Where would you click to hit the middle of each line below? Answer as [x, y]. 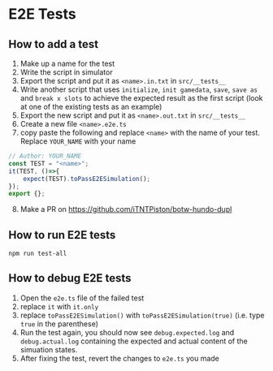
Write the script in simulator [66, 72]
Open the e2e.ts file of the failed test [82, 298]
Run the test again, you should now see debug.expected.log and [127, 332]
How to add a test [54, 44]
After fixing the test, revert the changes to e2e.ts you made [119, 358]
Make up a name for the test [67, 63]
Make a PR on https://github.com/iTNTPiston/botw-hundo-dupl [126, 209]
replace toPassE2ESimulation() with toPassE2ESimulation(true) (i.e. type [142, 315]
